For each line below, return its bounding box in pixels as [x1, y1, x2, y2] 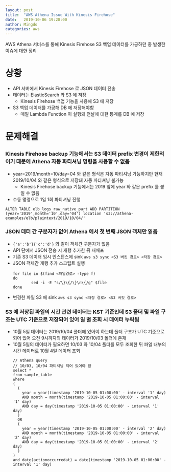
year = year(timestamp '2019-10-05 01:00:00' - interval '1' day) [22, 390, 166, 396]
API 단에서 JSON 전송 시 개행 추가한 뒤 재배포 [12, 247, 105, 253]
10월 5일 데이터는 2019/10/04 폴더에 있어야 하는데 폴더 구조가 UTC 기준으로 [12, 329, 165, 335]
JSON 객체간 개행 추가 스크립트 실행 [12, 260, 85, 266]
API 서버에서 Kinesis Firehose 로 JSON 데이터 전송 [12, 85, 116, 92]
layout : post [5, 7, 33, 13]
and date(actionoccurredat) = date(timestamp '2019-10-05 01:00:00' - [12, 458, 166, 463]
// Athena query [12, 358, 47, 363]
